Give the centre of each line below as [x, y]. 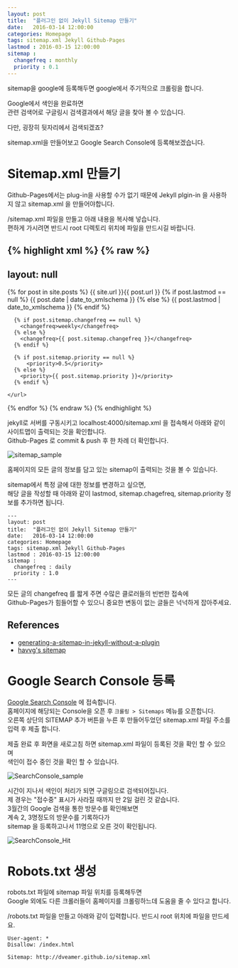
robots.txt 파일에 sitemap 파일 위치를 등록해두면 [75, 892]
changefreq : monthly [46, 60]
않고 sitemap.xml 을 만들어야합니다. [65, 204]
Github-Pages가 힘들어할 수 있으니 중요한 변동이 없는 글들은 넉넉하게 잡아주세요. [119, 602]
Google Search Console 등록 [91, 681]
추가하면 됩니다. [42, 502]
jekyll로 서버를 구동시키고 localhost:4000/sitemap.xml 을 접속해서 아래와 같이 [117, 422]
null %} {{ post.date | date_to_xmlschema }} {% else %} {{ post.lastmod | [114, 299]
